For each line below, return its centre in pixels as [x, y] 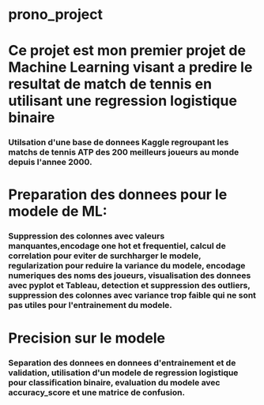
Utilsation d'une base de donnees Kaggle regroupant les [119, 142]
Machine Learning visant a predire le [130, 67]
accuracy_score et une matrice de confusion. [97, 392]
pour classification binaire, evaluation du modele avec [114, 382]
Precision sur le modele [87, 338]
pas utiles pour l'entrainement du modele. [90, 306]
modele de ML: [58, 212]
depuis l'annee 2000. [50, 162]
